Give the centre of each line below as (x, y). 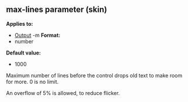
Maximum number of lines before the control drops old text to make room (94, 75)
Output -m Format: (37, 35)
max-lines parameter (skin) (57, 10)
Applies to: (20, 23)
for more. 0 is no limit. (32, 81)
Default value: (23, 53)
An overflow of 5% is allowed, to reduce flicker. (63, 93)
